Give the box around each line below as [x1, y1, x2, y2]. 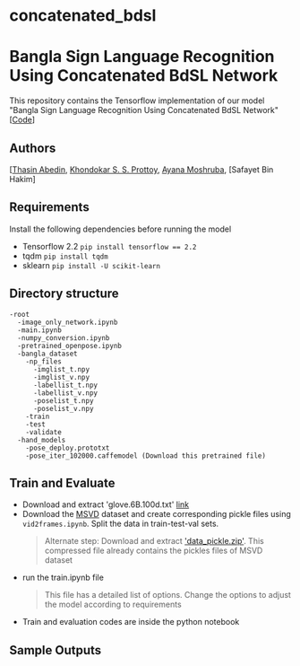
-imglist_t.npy [32, 364, 90, 373]
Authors [9, 140, 56, 155]
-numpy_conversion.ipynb [17, 333, 110, 342]
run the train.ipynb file [21, 572, 105, 583]
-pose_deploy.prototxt [25, 443, 110, 452]
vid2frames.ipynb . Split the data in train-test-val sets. [21, 518, 219, 530]
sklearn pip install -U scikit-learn [21, 259, 161, 270]
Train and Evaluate [9, 475, 116, 490]
